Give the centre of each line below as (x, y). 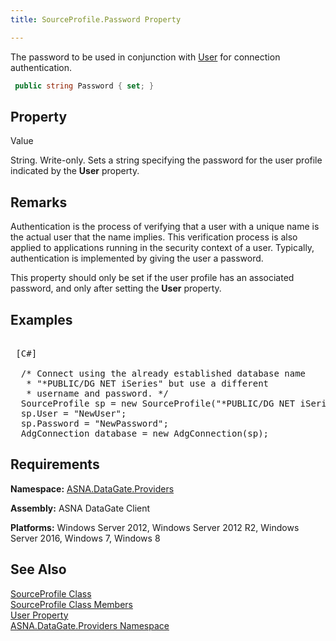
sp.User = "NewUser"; (73, 413)
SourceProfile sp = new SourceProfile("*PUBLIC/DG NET (158, 403)
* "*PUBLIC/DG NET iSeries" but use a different (148, 383)
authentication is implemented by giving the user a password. (137, 258)
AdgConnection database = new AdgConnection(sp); (145, 433)
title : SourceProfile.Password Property (96, 19)
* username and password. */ (97, 393)
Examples (41, 319)
